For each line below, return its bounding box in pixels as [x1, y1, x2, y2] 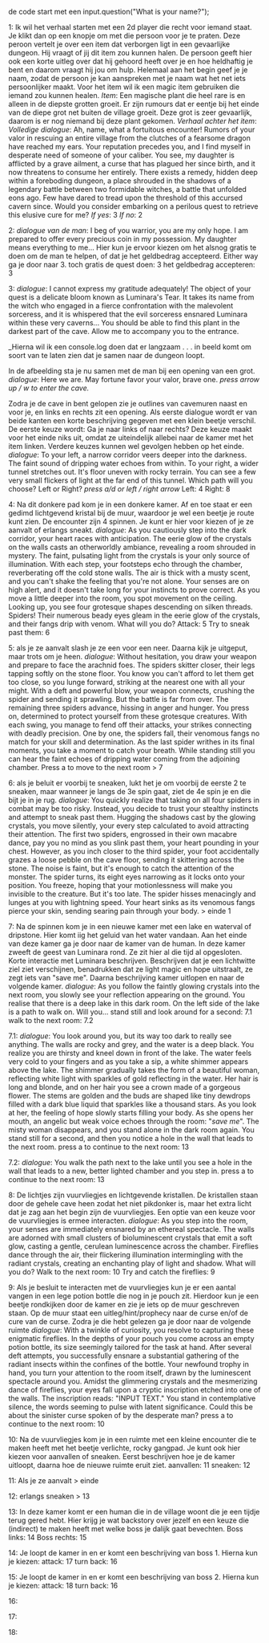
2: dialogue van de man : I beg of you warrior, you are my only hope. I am [8, 226, 249, 235]
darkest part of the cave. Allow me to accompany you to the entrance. [8, 327, 239, 336]
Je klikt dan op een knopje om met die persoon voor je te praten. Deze [8, 31, 241, 40]
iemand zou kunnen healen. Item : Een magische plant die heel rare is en [8, 91, 246, 100]
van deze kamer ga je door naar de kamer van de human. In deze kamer [8, 939, 246, 948]
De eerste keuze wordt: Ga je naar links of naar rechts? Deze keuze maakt [8, 425, 252, 434]
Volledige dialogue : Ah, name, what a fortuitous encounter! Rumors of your [8, 124, 255, 134]
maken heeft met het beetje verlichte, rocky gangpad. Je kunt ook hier [8, 1443, 241, 1453]
